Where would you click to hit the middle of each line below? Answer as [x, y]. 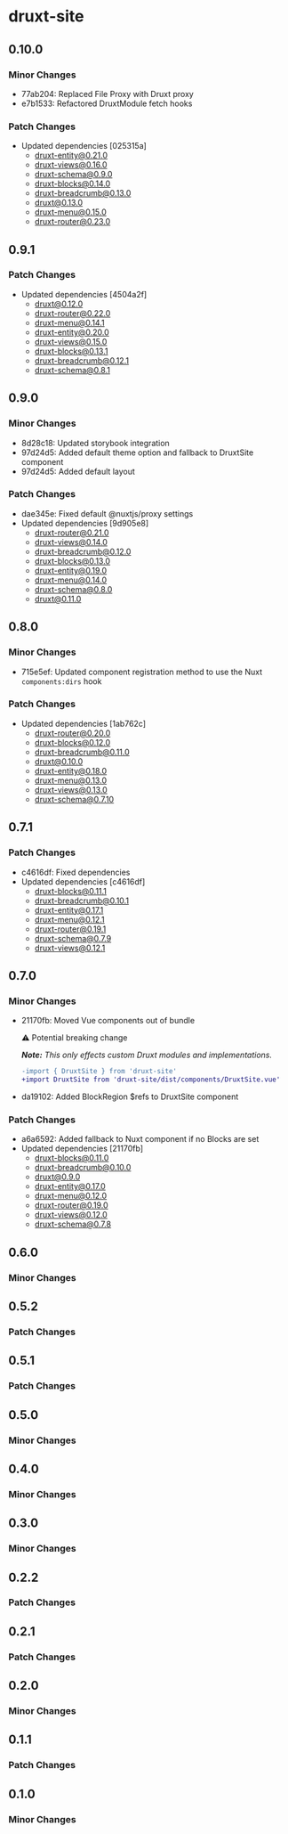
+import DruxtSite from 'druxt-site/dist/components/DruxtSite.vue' [151, 1080]
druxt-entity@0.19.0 [71, 570]
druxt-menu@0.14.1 [69, 322]
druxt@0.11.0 [58, 599]
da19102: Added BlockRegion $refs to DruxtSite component [130, 1096]
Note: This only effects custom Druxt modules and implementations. [147, 1055]
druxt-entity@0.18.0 [71, 770]
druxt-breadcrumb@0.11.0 [82, 752]
